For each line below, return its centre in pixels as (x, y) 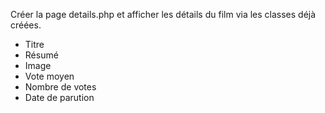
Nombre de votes (60, 87)
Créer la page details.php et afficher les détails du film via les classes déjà (163, 14)
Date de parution (59, 97)
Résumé (41, 55)
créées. (26, 25)
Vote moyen (49, 76)
